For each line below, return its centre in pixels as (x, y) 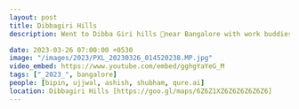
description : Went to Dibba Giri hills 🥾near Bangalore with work (135, 34)
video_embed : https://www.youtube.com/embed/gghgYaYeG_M (117, 66)
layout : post (33, 17)
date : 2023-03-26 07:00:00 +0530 (71, 50)
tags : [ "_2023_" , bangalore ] (63, 75)
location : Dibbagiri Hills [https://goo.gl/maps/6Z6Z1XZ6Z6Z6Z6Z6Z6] (141, 91)
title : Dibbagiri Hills (53, 26)
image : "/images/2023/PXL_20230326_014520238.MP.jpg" (111, 58)
